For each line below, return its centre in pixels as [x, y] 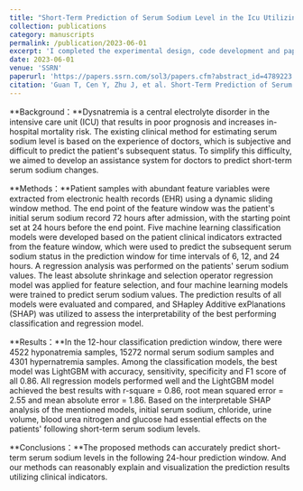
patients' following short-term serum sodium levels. [105, 429]
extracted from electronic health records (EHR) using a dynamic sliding [141, 199]
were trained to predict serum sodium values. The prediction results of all [146, 294]
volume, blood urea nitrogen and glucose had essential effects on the [138, 419]
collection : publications [58, 26]
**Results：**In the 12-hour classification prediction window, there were [146, 342]
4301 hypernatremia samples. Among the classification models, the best [143, 361]
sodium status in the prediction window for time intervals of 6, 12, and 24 [145, 256]
